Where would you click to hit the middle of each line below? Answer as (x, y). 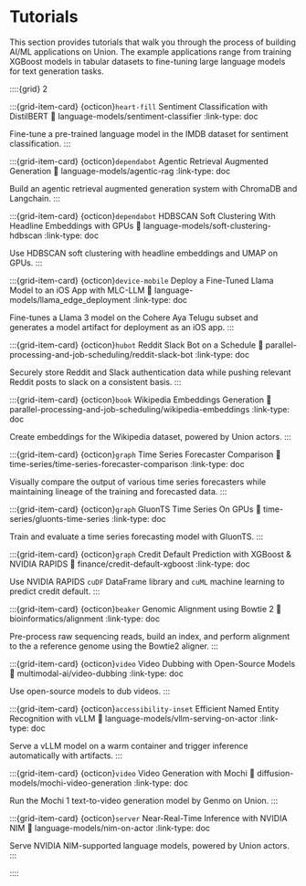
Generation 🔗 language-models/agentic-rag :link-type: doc (120, 171)
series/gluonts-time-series (59, 518)
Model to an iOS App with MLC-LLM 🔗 (81, 290)
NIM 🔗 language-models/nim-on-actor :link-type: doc (110, 828)
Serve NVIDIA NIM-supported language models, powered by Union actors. (150, 845)
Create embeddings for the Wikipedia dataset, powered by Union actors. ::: (150, 436)
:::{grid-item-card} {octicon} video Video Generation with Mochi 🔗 (132, 773)
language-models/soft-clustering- (207, 225)
